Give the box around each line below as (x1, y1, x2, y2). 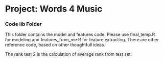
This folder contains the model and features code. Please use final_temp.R (5, 31, 155, 37)
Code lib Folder (5, 21, 42, 28)
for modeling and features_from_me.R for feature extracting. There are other (5, 37, 159, 43)
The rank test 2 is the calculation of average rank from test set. (5, 51, 132, 57)
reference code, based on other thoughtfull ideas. (5, 42, 106, 48)
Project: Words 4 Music (5, 3, 103, 15)
